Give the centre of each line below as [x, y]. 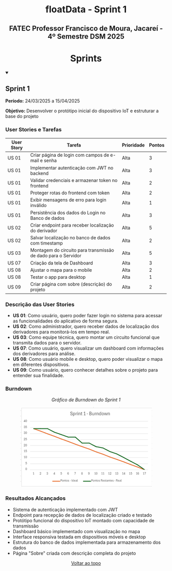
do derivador [44, 230]
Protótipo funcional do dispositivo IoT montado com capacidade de [83, 520]
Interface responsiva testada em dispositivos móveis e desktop [79, 537]
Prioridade [133, 145]
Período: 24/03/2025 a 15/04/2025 [43, 101]
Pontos [157, 145]
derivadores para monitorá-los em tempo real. [61, 332]
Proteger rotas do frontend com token [70, 193]
